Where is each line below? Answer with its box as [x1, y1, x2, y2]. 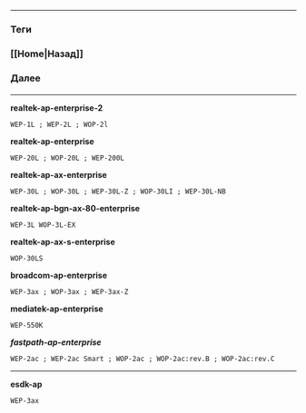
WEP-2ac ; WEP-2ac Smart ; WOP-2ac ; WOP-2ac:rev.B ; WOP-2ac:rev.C [10, 355, 275, 364]
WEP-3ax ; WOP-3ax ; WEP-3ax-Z [10, 288, 129, 297]
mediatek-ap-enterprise [10, 303, 104, 314]
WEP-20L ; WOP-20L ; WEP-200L [10, 153, 125, 163]
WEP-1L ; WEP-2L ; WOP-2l [10, 120, 108, 130]
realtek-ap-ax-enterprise [10, 170, 107, 181]
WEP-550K [10, 321, 44, 330]
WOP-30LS [10, 254, 44, 263]
